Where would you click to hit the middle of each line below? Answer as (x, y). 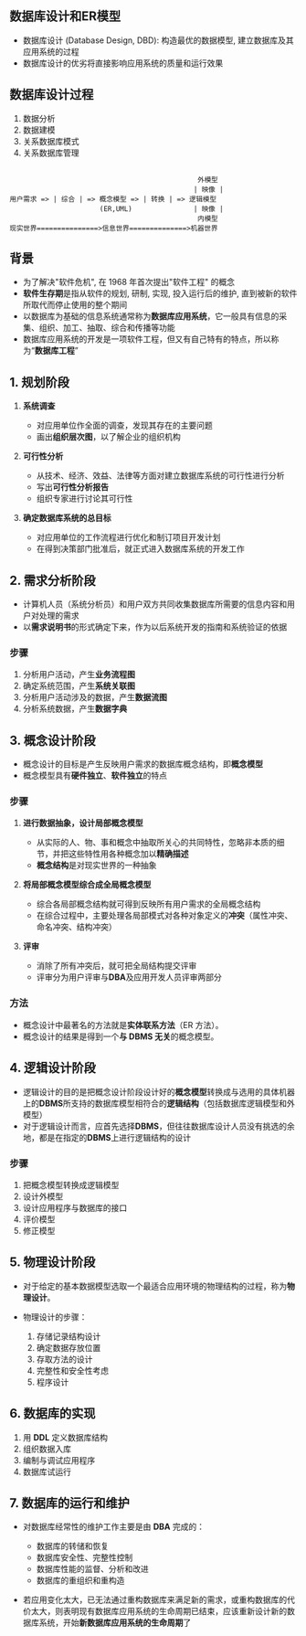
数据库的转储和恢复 (73, 1546)
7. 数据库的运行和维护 (69, 1503)
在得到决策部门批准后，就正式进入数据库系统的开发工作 (140, 549)
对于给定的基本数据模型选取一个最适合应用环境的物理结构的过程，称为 (155, 1286)
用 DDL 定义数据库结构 (65, 1437)
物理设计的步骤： (55, 1317)
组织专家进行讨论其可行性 (84, 499)
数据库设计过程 (52, 95)
